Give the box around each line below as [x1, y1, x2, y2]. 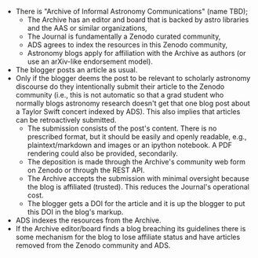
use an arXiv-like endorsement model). [27, 57, 153, 66]
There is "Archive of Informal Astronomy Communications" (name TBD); [15, 7, 249, 16]
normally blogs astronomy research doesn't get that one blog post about [15, 98, 251, 108]
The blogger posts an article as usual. [15, 65, 138, 74]
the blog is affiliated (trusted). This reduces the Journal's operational [27, 182, 249, 191]
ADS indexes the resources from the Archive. [15, 216, 162, 225]
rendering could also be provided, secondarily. [27, 149, 179, 158]
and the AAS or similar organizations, [27, 24, 147, 32]
